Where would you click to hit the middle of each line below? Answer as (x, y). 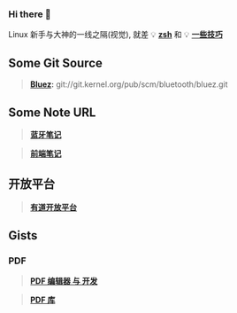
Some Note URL (52, 112)
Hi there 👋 (30, 14)
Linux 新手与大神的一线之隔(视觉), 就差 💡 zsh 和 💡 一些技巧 (115, 35)
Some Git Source (55, 63)
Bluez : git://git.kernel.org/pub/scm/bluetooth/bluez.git (129, 84)
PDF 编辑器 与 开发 (64, 281)
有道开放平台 (53, 207)
